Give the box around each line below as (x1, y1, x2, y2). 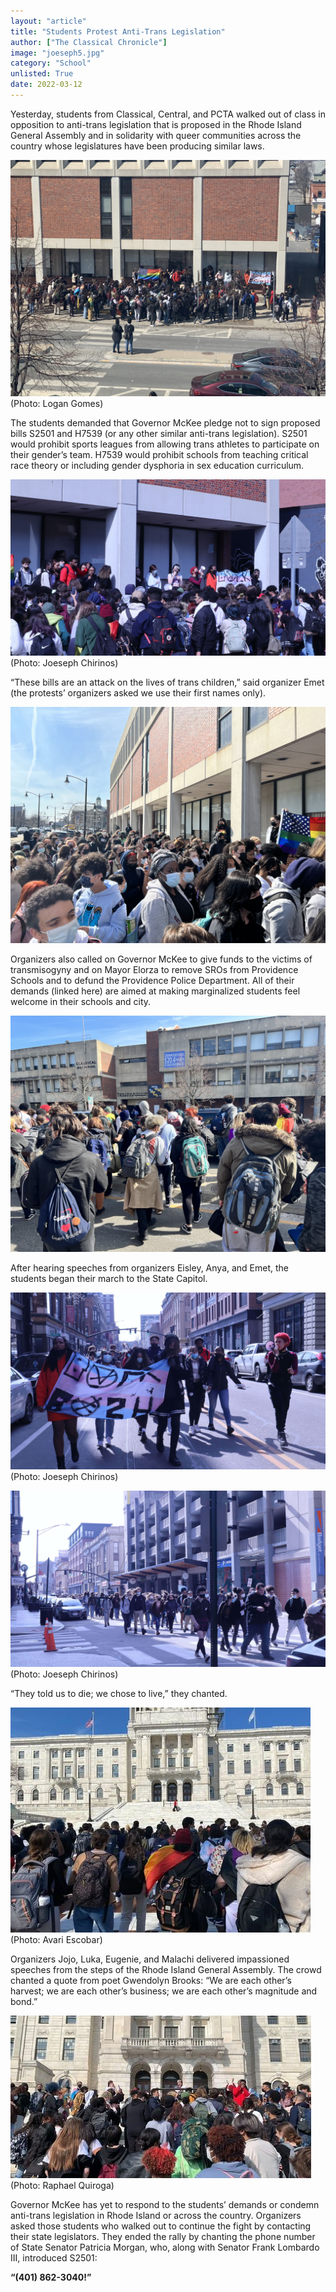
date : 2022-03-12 (10, 80, 83, 90)
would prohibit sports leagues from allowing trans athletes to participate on (10, 438, 320, 450)
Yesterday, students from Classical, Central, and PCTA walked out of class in (10, 108, 326, 120)
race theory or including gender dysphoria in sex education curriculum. (10, 459, 305, 471)
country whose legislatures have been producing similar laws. (10, 140, 265, 152)
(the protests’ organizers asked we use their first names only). (10, 687, 267, 699)
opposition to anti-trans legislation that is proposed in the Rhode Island (10, 118, 302, 130)
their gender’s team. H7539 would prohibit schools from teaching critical (10, 448, 309, 460)
